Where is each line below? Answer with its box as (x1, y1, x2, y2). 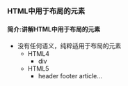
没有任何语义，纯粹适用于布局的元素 (17, 42, 122, 50)
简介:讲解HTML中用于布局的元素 (7, 24, 101, 33)
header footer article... (38, 72, 103, 80)
